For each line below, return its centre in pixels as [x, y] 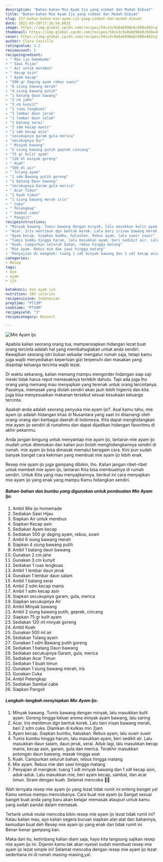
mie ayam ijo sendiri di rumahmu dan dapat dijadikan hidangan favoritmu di [80, 425]
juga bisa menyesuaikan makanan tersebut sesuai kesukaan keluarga [74, 395]
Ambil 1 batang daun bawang [41, 550]
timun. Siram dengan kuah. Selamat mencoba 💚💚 [61, 780]
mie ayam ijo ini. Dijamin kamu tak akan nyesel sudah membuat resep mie [79, 844]
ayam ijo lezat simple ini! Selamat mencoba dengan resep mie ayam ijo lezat [81, 849]
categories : [17, 258]
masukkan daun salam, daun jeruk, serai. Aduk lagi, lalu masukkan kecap [85, 744]
